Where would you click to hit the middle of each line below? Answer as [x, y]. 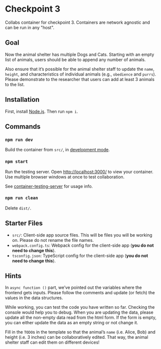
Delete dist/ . [18, 208]
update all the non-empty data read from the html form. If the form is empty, [81, 317]
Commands [23, 126]
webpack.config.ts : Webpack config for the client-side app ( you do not [83, 245]
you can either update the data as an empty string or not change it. [72, 323]
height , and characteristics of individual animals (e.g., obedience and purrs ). [80, 74]
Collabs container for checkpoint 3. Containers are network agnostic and [78, 22]
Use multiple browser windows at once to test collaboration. [65, 177]
